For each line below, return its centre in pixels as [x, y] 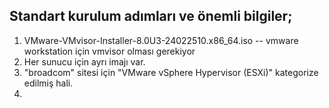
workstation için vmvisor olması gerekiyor [109, 51]
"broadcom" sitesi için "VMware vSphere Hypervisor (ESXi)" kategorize [171, 72]
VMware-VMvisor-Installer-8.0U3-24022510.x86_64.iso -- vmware [161, 40]
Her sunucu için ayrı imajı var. [84, 61]
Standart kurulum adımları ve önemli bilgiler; [151, 16]
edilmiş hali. [48, 83]
